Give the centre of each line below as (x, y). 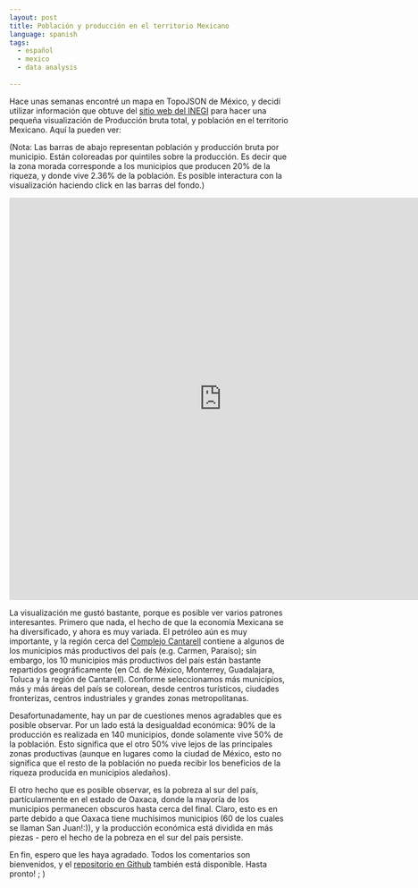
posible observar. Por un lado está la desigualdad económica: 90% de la (142, 724)
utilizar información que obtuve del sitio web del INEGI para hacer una (138, 110)
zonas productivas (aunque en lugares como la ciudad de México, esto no (146, 753)
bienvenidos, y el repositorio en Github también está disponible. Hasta (138, 864)
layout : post (33, 17)
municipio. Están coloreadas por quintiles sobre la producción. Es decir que (148, 156)
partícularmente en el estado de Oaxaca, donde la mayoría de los (130, 799)
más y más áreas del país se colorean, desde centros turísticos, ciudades (144, 689)
